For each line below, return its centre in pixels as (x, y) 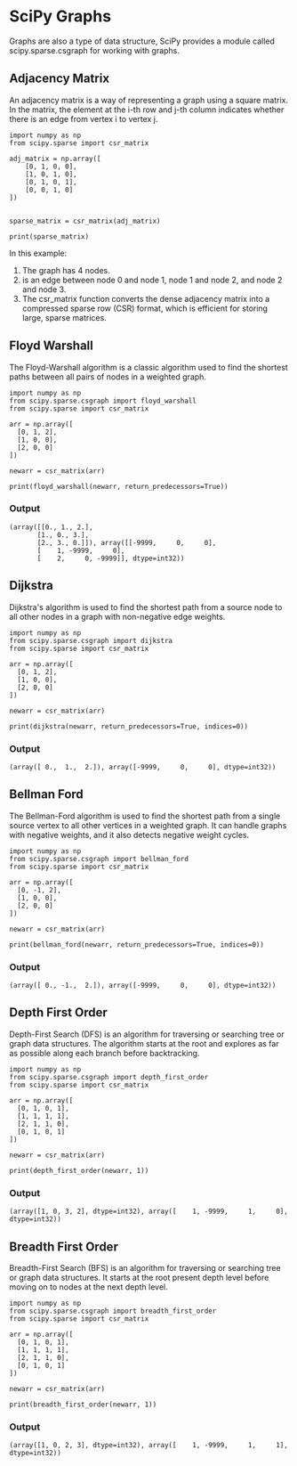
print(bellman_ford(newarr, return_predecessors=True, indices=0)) (137, 945)
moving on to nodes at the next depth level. (88, 1287)
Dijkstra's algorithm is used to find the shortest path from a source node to (146, 607)
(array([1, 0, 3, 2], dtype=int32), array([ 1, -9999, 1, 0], (149, 1212)
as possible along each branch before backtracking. (104, 1053)
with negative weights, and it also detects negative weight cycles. (129, 835)
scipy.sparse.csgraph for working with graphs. (95, 50)
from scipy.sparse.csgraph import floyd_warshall (103, 401)
